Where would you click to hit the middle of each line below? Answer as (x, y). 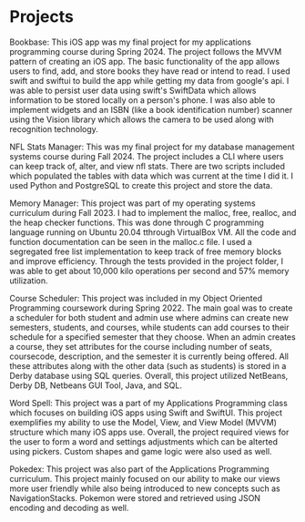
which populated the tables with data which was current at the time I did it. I (152, 176)
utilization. (29, 281)
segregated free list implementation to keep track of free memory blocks (146, 251)
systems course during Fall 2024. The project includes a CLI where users (147, 156)
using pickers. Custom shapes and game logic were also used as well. (141, 451)
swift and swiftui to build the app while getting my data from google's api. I (149, 80)
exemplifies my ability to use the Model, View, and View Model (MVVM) (143, 422)
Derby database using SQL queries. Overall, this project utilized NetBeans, (149, 375)
